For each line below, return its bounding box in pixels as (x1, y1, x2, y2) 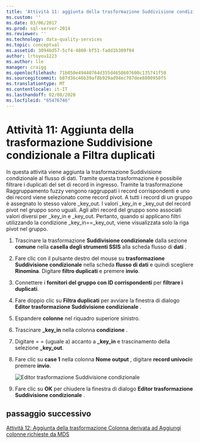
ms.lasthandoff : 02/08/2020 (6, 92, 76, 98)
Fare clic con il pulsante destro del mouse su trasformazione (14, 255, 165, 262)
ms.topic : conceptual (6, 42, 60, 48)
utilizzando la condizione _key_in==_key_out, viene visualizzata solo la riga (6, 219, 189, 226)
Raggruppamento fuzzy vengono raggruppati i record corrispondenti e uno (6, 187, 190, 194)
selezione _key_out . (14, 344, 64, 351)
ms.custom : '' (6, 14, 42, 20)
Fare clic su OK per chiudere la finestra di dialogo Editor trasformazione (14, 385, 193, 392)
